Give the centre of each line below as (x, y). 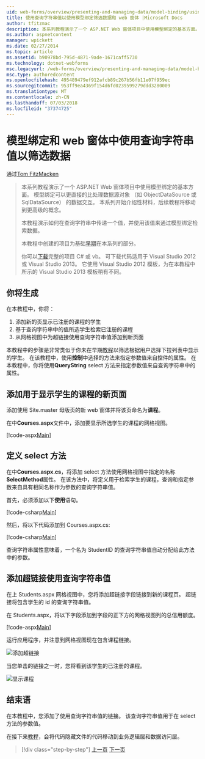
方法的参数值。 (25, 723)
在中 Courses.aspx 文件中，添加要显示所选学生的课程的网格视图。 (88, 423)
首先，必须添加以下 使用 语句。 (44, 500)
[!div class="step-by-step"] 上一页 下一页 (73, 749)
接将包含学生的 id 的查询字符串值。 (50, 602)
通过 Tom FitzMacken (33, 174)
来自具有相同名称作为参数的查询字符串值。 (65, 487)
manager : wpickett (30, 40)
